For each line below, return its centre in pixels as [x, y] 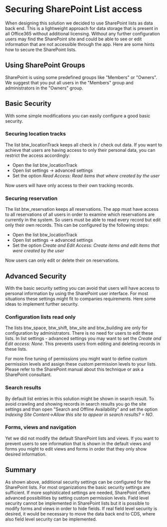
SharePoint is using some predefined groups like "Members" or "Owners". [81, 77]
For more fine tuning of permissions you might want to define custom [76, 359]
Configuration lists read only [40, 317]
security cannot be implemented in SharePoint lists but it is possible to [77, 503]
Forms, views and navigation [41, 427]
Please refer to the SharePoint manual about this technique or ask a [74, 369]
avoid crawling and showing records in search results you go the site [76, 404]
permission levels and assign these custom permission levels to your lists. [81, 364]
